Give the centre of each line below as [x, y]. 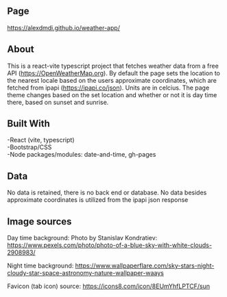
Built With [28, 124]
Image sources [39, 221]
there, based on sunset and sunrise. [58, 102]
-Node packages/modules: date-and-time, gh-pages [82, 155]
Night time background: [40, 266]
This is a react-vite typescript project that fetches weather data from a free [113, 66]
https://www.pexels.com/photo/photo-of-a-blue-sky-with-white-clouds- [110, 245]
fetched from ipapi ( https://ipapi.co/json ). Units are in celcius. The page [108, 88]
